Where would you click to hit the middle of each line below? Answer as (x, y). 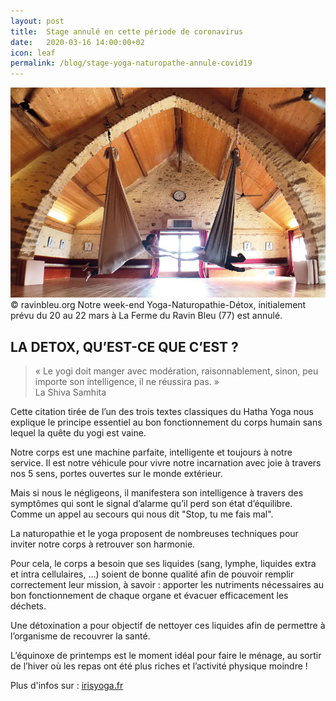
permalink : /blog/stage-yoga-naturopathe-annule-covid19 (131, 63)
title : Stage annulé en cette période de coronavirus (127, 31)
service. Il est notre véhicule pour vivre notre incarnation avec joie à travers (166, 462)
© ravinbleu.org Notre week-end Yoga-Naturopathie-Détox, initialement (158, 305)
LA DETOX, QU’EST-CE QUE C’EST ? (124, 346)
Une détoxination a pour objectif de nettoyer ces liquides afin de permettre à (168, 625)
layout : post (37, 21)
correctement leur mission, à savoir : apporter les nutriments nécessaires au (167, 584)
